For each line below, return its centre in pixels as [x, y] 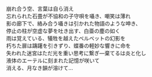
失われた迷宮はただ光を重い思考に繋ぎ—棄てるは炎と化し [76, 53]
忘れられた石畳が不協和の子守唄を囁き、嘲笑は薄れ [69, 16]
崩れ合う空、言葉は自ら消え [40, 9]
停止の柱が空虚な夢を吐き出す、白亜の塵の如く [63, 31]
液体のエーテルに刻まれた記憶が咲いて [53, 60]
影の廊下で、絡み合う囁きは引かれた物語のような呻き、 [74, 23]
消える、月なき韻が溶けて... [39, 68]
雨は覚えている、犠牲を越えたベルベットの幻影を [66, 38]
